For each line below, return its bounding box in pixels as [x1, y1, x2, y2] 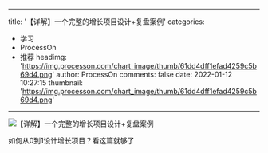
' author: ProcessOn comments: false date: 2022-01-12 [51, 69, 233, 79]
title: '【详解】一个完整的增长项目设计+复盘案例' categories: [8, 17, 205, 26]
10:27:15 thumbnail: [19, 78, 84, 88]
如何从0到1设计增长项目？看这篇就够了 [8, 136, 135, 145]
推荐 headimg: [19, 53, 68, 61]
